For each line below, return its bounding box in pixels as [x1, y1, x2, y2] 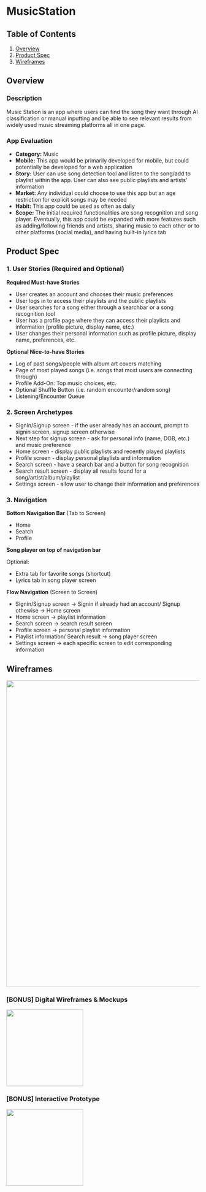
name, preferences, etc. [15, 336, 76, 343]
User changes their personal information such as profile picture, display [15, 329, 197, 337]
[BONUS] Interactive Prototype [6, 1095, 100, 1103]
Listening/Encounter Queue [15, 392, 85, 400]
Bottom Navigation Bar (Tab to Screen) [6, 510, 106, 517]
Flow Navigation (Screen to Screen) [6, 589, 98, 596]
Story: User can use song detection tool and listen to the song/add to [15, 170, 191, 177]
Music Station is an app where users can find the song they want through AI [6, 108, 198, 115]
